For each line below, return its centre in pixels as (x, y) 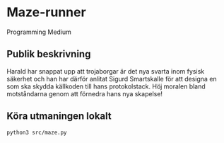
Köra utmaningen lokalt (59, 116)
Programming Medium (39, 32)
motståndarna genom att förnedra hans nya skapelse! (85, 93)
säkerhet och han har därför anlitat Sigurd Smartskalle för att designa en (112, 79)
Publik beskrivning (49, 54)
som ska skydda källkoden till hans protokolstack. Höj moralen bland (106, 86)
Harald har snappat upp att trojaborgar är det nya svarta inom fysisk (106, 71)
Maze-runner (46, 12)
